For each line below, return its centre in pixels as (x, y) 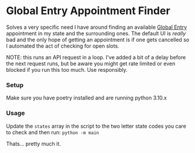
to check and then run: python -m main (53, 132)
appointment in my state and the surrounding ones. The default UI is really (96, 33)
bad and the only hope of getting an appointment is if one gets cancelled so (98, 39)
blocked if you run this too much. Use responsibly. (67, 69)
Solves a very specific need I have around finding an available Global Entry (97, 27)
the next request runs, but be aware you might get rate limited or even (91, 64)
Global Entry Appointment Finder (88, 11)
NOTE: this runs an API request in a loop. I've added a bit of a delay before (96, 57)
